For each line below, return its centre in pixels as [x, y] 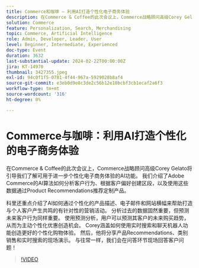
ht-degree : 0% [24, 99]
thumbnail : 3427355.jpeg [37, 72]
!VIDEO [29, 259]
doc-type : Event [26, 50]
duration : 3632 [25, 56]
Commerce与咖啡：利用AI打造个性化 [96, 136]
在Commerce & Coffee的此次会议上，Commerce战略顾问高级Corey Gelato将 [99, 168]
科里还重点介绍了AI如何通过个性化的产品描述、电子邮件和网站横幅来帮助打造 [99, 203]
